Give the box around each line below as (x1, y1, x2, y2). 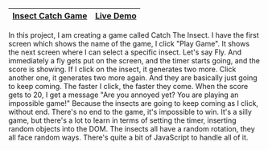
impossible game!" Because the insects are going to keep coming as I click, (8, 99, 259, 107)
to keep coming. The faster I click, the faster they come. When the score (8, 82, 249, 91)
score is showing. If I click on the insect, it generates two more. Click (8, 64, 237, 74)
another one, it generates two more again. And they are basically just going (8, 73, 258, 83)
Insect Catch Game (12, 10, 88, 21)
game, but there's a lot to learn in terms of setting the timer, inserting (8, 116, 237, 125)
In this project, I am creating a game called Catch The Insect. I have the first (8, 30, 259, 39)
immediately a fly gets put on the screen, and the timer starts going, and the (8, 56, 260, 65)
